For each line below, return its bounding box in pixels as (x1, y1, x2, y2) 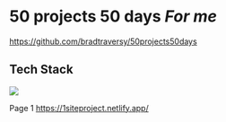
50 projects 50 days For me (9, 6, 218, 27)
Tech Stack (9, 62, 74, 77)
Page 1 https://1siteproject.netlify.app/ (9, 102, 150, 113)
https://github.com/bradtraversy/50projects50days (9, 36, 197, 47)
